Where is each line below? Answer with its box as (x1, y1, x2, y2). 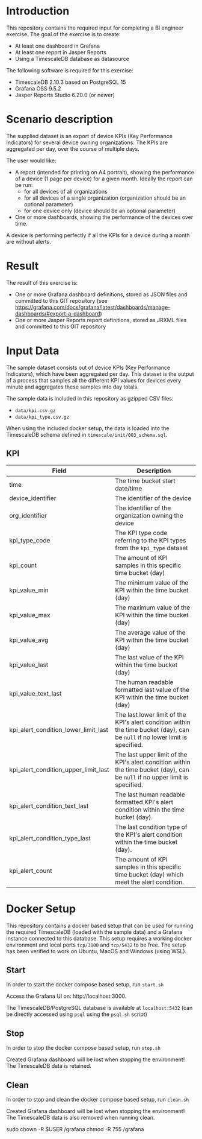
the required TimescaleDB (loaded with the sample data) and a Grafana (6, 928, 183, 936)
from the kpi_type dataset (115, 544, 188, 552)
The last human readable (115, 790, 185, 799)
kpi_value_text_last (9, 689, 62, 697)
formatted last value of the (115, 685, 190, 694)
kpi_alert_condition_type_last (9, 834, 91, 842)
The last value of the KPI (115, 653, 185, 661)
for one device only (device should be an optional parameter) (23, 207, 176, 214)
